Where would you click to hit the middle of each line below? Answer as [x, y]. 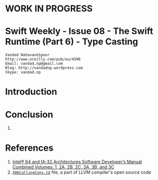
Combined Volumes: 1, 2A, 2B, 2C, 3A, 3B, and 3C [63, 167]
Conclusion [29, 114]
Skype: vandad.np [23, 72]
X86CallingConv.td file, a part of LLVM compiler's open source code [82, 172]
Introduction [31, 92]
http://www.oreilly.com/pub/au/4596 [43, 59]
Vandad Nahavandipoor [27, 55]
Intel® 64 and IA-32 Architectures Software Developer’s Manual [77, 162]
